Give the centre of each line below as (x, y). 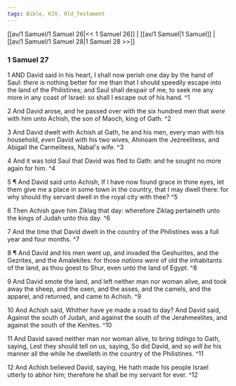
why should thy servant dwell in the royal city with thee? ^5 (92, 197)
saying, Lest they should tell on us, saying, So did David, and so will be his (114, 346)
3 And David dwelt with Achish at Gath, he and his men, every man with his (116, 132)
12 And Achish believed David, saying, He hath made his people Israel (108, 367)
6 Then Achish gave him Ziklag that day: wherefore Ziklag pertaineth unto (113, 210)
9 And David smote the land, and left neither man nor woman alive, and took (117, 281)
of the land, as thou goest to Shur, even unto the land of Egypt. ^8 (102, 268)
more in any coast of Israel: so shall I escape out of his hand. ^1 (99, 97)
